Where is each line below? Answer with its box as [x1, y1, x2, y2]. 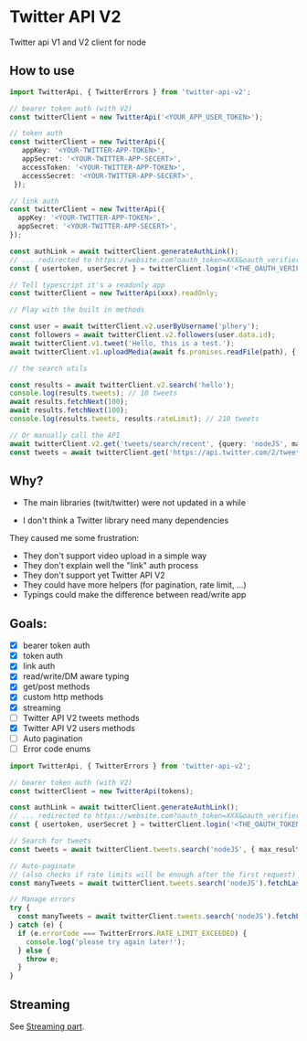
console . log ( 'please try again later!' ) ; [26, 937, 185, 947]
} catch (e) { [9, 920, 64, 929]
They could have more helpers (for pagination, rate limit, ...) [22, 579, 247, 590]
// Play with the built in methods [9, 305, 145, 314]
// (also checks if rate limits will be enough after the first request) [9, 870, 297, 879]
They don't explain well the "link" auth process [22, 560, 199, 571]
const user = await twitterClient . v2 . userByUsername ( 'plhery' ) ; [9, 322, 259, 331]
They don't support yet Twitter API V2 [22, 569, 166, 581]
